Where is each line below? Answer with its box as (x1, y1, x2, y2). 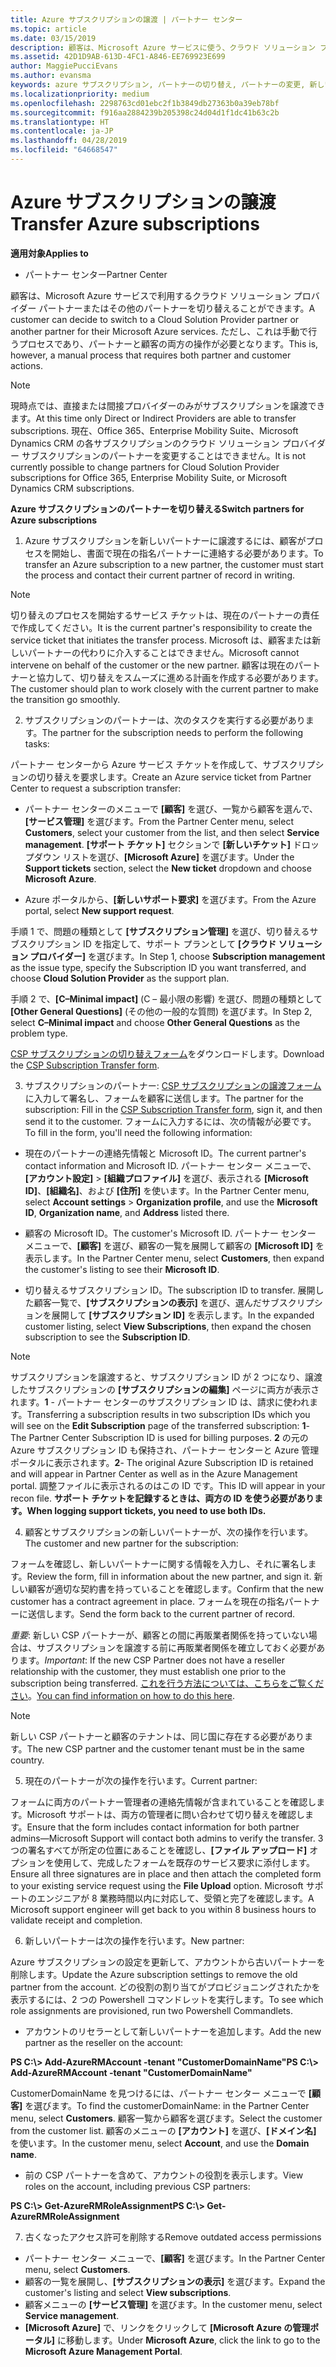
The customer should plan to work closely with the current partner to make (10, 682, 319, 695)
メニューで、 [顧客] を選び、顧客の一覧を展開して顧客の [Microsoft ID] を (24, 1239, 325, 1251)
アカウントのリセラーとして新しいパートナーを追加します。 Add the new (24, 2025, 322, 2037)
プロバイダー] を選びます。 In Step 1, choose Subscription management (29, 950, 326, 962)
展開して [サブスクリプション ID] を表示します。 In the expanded (51, 1309, 315, 1321)
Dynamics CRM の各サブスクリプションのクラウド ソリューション (10, 437, 280, 449)
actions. (10, 359, 43, 371)
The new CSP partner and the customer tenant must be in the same (26, 1742, 305, 1755)
